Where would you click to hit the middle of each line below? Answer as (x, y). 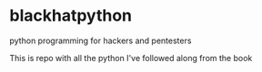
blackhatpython (71, 16)
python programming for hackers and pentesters (101, 40)
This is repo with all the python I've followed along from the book (131, 58)
